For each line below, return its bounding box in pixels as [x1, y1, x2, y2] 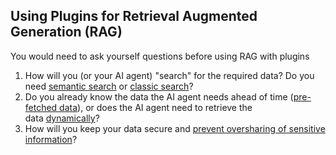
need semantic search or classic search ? [24, 80, 194, 92]
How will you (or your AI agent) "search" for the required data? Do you [24, 69, 315, 81]
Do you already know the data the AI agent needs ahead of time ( [24, 90, 294, 103]
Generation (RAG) [10, 24, 123, 41]
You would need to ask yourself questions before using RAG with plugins [10, 50, 310, 62]
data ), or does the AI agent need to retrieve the [59, 101, 253, 113]
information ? [24, 133, 78, 145]
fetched [24, 101, 58, 113]
